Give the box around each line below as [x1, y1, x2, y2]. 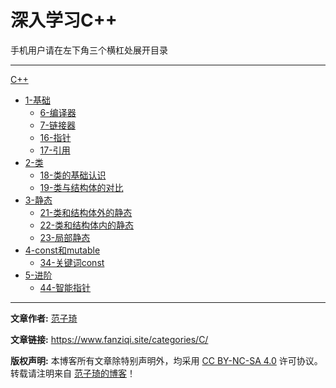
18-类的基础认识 [39, 169, 107, 181]
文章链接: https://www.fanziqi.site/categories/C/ [10, 333, 209, 345]
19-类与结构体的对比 [39, 181, 124, 193]
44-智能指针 [39, 281, 92, 293]
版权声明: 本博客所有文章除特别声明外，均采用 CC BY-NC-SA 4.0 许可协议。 [10, 354, 323, 366]
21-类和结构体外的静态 [39, 206, 133, 218]
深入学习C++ [10, 9, 118, 32]
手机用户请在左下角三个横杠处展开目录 [10, 44, 168, 56]
